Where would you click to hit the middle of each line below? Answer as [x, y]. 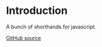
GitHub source [23, 38]
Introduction [37, 11]
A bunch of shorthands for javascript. [51, 27]
